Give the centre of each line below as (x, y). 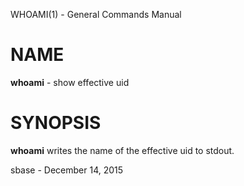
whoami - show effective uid (70, 82)
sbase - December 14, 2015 (67, 170)
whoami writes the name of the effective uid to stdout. (122, 150)
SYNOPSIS (56, 123)
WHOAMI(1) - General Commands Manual (96, 14)
